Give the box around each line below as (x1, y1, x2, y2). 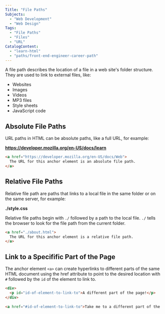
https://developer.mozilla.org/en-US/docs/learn (5, 145, 107, 151)
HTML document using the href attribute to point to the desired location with (5, 271, 161, 277)
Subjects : (5, 12, 26, 17)
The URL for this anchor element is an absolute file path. (9, 159, 136, 164)
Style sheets (12, 102, 38, 109)
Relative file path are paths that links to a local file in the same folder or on (5, 190, 156, 196)
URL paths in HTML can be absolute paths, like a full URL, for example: (5, 135, 149, 141)
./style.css (5, 205, 28, 211)
